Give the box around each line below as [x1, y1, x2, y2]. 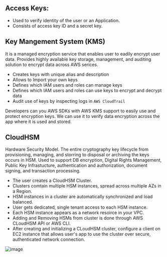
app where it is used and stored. [5, 118, 72, 124]
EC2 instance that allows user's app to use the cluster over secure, [12, 231, 151, 237]
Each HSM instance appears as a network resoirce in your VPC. [12, 210, 144, 216]
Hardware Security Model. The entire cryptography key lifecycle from [5, 146, 149, 153]
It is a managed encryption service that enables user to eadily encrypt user [5, 50, 160, 57]
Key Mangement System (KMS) [5, 37, 105, 46]
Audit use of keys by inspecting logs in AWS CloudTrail [12, 98, 125, 104]
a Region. [12, 188, 33, 195]
